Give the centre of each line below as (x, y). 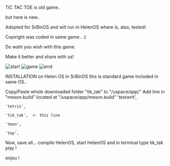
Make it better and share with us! (40, 57)
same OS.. (16, 82)
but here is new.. (23, 17)
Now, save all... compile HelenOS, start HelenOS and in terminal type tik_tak (84, 143)
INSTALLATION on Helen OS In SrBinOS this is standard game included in (82, 76)
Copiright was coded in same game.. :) (46, 37)
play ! (11, 148)
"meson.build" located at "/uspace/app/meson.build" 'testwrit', (71, 97)
